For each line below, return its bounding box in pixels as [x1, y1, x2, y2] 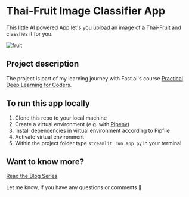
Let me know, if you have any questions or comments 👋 [6, 184, 142, 191]
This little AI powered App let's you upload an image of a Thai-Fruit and [6, 24, 181, 31]
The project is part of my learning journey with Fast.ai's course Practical [6, 74, 184, 82]
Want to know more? [6, 157, 85, 167]
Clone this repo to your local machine [14, 114, 107, 121]
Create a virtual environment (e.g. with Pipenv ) [14, 120, 130, 127]
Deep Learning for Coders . [6, 81, 72, 88]
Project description [6, 59, 79, 69]
